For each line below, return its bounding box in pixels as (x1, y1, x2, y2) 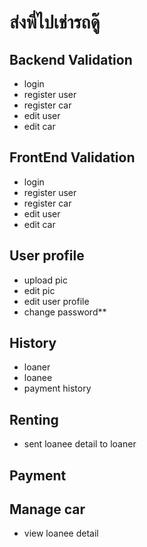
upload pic (23, 274, 68, 286)
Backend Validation (9, 51, 133, 68)
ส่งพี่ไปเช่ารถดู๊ (9, 11, 101, 34)
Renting (9, 411, 59, 428)
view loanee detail (23, 527, 99, 540)
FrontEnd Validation (9, 149, 136, 166)
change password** (23, 306, 107, 318)
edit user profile (23, 295, 90, 307)
